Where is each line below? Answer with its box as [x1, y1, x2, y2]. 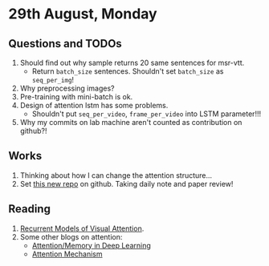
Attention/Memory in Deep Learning [31, 240, 151, 250]
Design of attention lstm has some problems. [19, 101, 169, 110]
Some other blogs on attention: [19, 232, 123, 241]
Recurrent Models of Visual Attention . [19, 224, 145, 233]
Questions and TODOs [8, 37, 122, 50]
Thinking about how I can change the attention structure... [19, 170, 213, 180]
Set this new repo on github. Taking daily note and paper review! [19, 179, 234, 188]
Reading [8, 202, 51, 216]
